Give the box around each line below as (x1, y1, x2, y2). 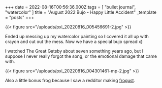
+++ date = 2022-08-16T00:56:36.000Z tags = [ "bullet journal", (5, 4, 136, 10)
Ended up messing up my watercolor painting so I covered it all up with (5, 34, 149, 39)
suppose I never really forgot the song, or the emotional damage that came (5, 53, 157, 59)
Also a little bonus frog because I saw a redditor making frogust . (5, 78, 135, 83)
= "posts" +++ (5, 15, 34, 20)
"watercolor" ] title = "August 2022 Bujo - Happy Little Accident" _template (5, 9, 157, 15)
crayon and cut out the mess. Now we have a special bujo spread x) (5, 39, 143, 44)
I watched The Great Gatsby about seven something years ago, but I (5, 48, 144, 54)
